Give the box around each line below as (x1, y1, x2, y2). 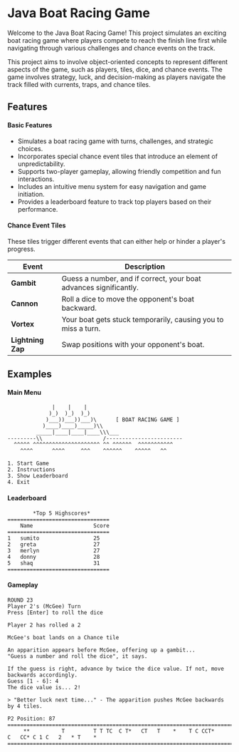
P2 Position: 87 (7, 715, 55, 722)
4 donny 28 (7, 553, 100, 560)
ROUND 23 (7, 597, 33, 604)
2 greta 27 (7, 540, 100, 548)
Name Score (20, 522, 110, 529)
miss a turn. (61, 323, 101, 333)
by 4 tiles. (7, 702, 43, 710)
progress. (7, 244, 36, 253)
